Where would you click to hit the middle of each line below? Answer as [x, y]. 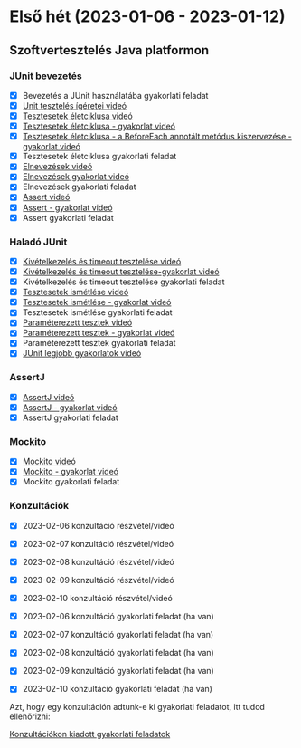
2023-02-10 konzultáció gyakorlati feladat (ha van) [117, 689]
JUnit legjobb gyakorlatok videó [82, 353]
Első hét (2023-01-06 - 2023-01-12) [148, 17]
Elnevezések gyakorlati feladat [80, 187]
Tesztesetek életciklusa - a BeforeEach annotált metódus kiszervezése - [157, 137]
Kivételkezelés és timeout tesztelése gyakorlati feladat [123, 282]
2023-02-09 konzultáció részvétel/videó [98, 580]
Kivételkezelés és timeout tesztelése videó [102, 261]
